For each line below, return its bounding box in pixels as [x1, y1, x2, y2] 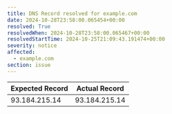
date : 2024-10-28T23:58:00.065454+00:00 [7, 17, 126, 23]
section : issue [7, 61, 51, 68]
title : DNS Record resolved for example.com [7, 10, 137, 17]
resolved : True [7, 23, 51, 30]
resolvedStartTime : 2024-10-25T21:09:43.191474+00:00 [7, 36, 166, 43]
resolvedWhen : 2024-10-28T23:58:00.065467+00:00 [7, 29, 150, 37]
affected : [7, 49, 36, 56]
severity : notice [7, 42, 57, 49]
